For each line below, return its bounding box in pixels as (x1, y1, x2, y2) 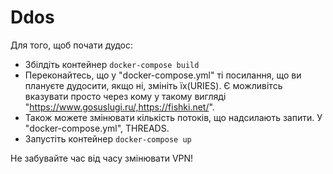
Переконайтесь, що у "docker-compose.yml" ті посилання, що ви (24, 69, 302, 81)
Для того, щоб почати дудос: (10, 39, 134, 51)
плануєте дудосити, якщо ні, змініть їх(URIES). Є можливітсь (24, 79, 283, 91)
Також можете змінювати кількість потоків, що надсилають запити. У (24, 111, 323, 123)
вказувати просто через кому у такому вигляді (24, 90, 227, 102)
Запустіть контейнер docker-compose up (24, 132, 192, 145)
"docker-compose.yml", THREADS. (24, 122, 170, 134)
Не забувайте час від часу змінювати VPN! (10, 152, 194, 164)
